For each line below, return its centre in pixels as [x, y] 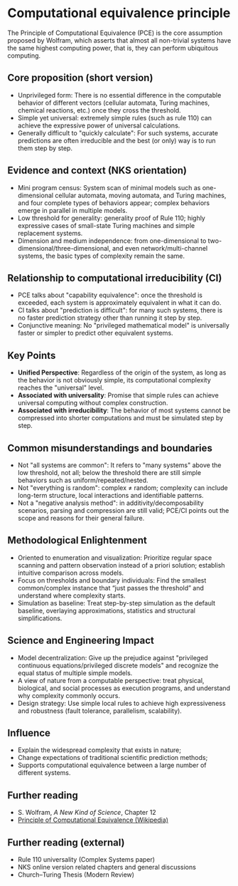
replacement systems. [50, 233]
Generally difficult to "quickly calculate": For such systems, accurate [118, 132]
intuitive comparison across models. [71, 573]
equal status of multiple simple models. [75, 673]
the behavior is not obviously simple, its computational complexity [114, 380]
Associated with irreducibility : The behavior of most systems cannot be [124, 410]
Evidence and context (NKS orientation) [97, 171]
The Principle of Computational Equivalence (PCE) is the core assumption [115, 33]
